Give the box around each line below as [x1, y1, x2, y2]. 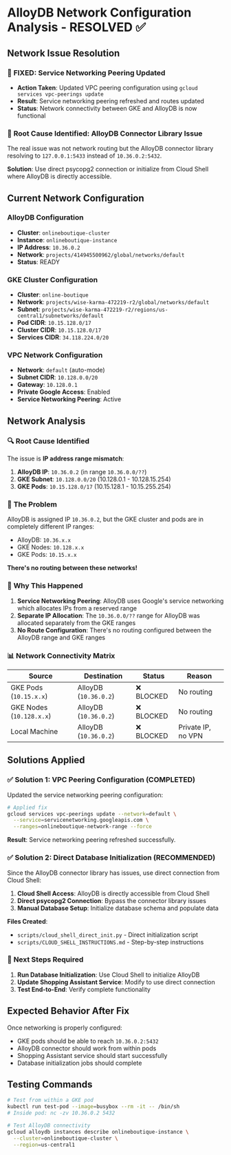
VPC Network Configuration [7, 350, 103, 360]
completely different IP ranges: [7, 522, 95, 531]
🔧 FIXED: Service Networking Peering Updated [7, 67, 166, 77]
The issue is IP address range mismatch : [7, 454, 124, 463]
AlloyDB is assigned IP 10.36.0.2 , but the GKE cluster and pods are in [7, 515, 204, 524]
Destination [83, 671, 123, 681]
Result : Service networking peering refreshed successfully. [7, 836, 176, 844]
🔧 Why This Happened [7, 581, 84, 591]
